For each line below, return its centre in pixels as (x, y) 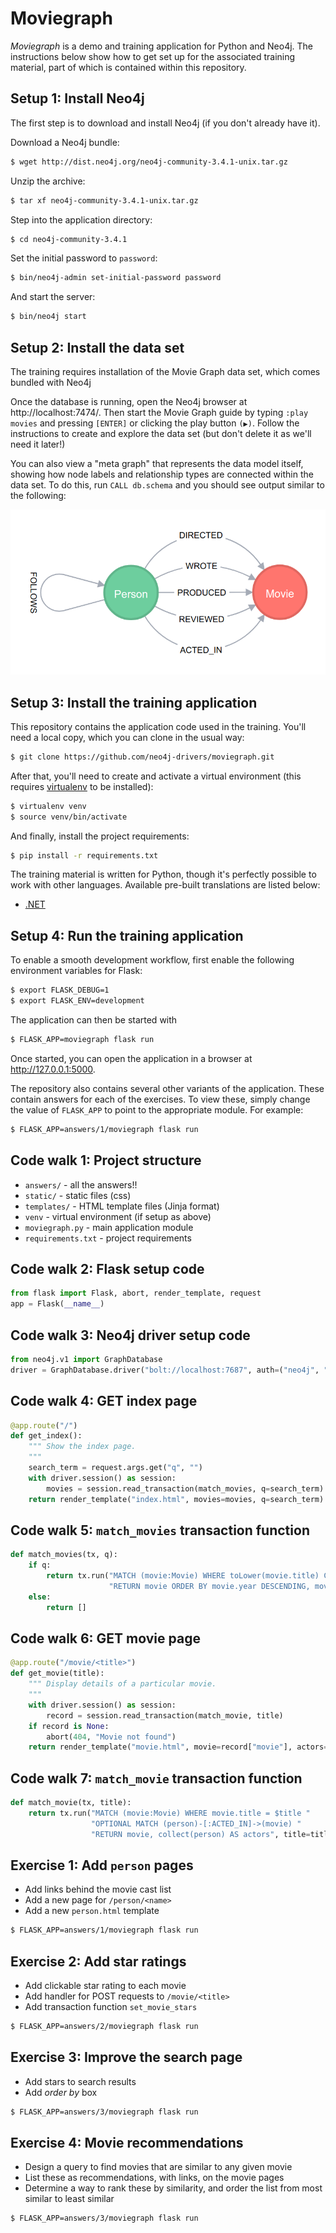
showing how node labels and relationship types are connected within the (162, 474)
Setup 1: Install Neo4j (77, 98)
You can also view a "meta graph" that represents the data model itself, (157, 463)
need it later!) (38, 444)
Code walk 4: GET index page (104, 1401)
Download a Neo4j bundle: (65, 142)
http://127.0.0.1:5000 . (53, 1069)
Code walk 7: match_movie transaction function (156, 1778)
